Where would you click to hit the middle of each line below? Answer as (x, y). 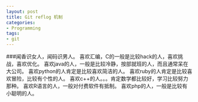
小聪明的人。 (22, 93)
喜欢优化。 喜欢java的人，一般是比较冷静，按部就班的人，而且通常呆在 (102, 64)
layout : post (22, 11)
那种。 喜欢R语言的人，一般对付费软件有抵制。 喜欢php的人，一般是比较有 (97, 86)
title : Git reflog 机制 (35, 17)
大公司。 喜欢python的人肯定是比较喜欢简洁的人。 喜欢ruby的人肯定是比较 (97, 71)
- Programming (24, 28)
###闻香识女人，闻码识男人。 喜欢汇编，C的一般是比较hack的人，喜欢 (92, 56)
